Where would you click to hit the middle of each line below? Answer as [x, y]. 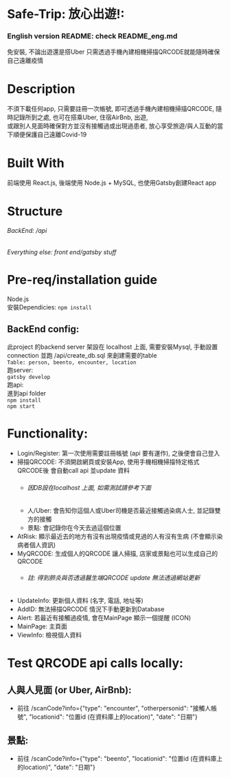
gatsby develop [29, 377]
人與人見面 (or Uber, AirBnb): [69, 690]
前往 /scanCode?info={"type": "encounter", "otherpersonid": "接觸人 [114, 708]
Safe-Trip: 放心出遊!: [66, 14]
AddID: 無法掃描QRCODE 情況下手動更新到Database [91, 609]
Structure [35, 211]
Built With [36, 163]
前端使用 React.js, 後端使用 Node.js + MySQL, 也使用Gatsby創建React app [112, 183]
